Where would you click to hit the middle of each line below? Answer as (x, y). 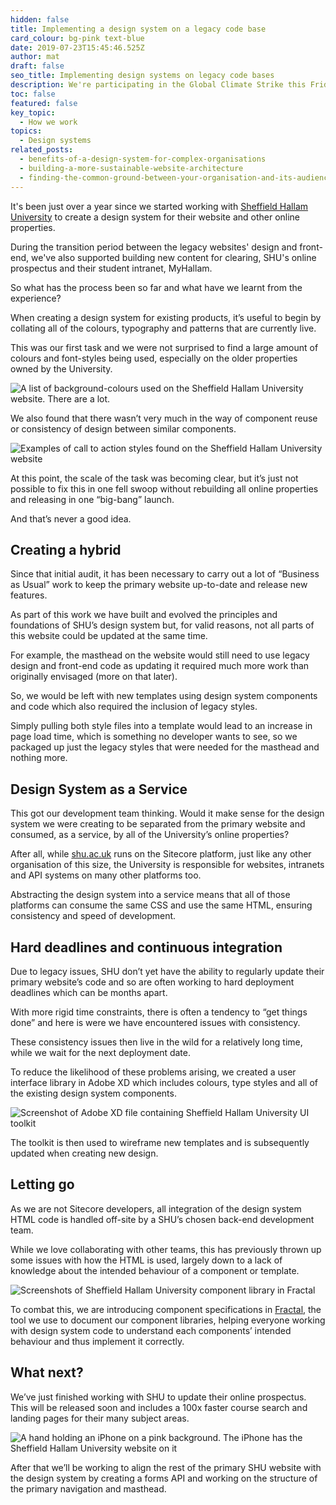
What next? (47, 1372)
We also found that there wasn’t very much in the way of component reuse (164, 418)
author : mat (35, 57)
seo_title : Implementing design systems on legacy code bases (142, 76)
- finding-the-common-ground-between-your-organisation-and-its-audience (176, 177)
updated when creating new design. (84, 1153)
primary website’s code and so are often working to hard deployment (152, 982)
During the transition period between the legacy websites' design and (154, 247)
